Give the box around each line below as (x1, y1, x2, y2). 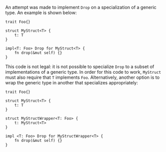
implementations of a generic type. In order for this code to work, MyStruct (5, 69, 161, 75)
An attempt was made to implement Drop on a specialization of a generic (5, 5, 157, 10)
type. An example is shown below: (5, 10, 77, 16)
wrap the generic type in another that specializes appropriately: (5, 80, 138, 85)
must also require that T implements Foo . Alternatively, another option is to (5, 74, 160, 80)
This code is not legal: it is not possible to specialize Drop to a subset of (5, 64, 154, 70)
